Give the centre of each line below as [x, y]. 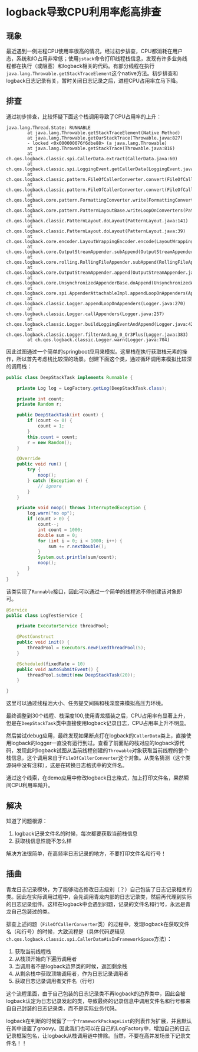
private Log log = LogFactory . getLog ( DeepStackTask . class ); [92, 388]
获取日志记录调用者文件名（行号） [56, 981]
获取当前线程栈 [33, 951]
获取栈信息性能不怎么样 [43, 841]
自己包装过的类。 [32, 911]
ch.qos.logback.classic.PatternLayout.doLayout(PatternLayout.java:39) [96, 231]
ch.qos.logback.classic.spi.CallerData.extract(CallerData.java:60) [92, 158]
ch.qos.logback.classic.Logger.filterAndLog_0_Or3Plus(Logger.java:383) [97, 335]
